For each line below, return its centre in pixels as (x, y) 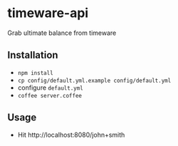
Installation (33, 55)
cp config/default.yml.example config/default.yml (94, 80)
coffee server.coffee (49, 95)
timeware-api (48, 13)
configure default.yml (50, 88)
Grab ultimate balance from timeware (62, 33)
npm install (35, 73)
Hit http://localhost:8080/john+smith (71, 135)
